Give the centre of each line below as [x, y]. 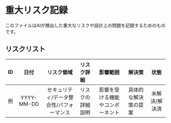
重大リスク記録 [37, 10]
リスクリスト [25, 49]
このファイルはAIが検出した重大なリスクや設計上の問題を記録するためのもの [85, 25]
